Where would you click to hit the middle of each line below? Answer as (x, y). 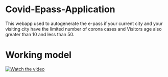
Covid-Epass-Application (61, 9)
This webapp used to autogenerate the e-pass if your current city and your (84, 23)
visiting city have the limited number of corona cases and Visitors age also (83, 29)
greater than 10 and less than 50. (40, 34)
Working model (38, 55)
